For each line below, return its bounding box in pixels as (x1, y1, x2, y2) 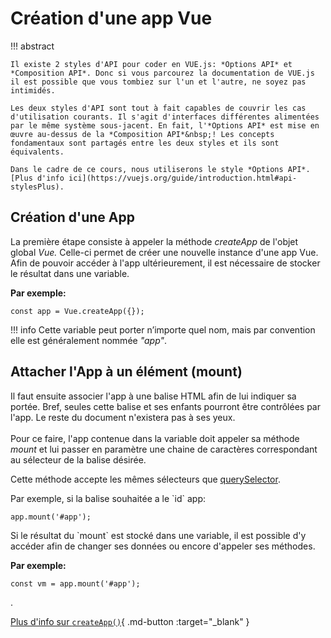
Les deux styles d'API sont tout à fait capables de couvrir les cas (10, 103, 307, 113)
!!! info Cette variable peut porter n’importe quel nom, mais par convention (10, 323, 316, 336)
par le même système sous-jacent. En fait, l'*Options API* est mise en (10, 120, 320, 131)
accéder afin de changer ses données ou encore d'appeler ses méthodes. (10, 540, 316, 552)
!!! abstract (10, 40, 55, 52)
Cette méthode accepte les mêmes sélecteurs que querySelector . (10, 473, 281, 485)
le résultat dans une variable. (10, 267, 130, 279)
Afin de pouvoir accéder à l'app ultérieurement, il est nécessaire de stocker (10, 257, 321, 269)
